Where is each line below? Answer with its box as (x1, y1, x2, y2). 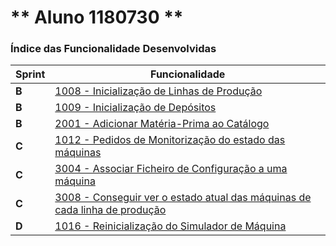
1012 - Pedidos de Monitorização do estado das (54, 133, 286, 147)
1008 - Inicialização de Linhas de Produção (54, 84, 263, 98)
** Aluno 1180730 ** (10, 6, 184, 29)
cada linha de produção (54, 203, 167, 217)
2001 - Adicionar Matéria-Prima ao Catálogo (54, 117, 270, 131)
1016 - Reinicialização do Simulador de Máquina (54, 219, 287, 233)
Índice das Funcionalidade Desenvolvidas (10, 42, 217, 56)
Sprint (15, 67, 46, 81)
